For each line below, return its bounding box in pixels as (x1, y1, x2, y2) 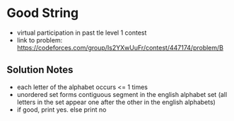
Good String (6, 5, 79, 21)
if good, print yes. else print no (16, 105, 107, 114)
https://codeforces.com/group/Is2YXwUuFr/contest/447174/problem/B (16, 43, 224, 52)
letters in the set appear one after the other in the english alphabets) (16, 98, 216, 106)
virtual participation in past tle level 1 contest (16, 28, 147, 37)
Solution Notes (6, 64, 74, 76)
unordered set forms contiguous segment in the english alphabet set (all (16, 90, 228, 98)
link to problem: (16, 35, 63, 44)
